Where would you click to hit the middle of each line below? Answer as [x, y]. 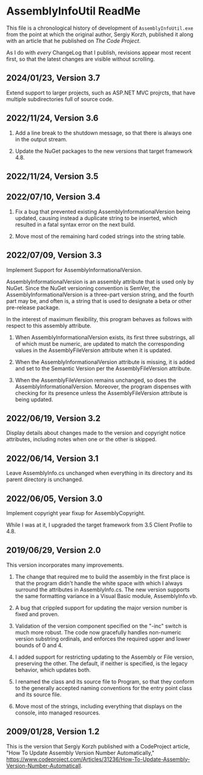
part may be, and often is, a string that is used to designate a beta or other [99, 301]
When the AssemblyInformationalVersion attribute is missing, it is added [105, 362]
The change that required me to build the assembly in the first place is [102, 576]
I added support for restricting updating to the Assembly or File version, [105, 657]
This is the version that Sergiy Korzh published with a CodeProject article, [98, 746]
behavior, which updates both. [53, 670]
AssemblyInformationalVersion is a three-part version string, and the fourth [100, 294]
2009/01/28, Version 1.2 [53, 732]
